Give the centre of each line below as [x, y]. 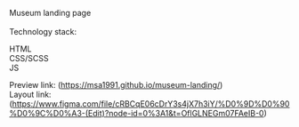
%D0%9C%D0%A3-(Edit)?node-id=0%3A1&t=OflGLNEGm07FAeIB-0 [137, 113]
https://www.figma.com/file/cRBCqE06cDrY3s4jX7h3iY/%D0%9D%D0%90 [151, 104]
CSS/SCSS [29, 58]
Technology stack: [43, 32]
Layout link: [30, 94]
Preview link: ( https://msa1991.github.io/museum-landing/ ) [116, 85]
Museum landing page [50, 13]
